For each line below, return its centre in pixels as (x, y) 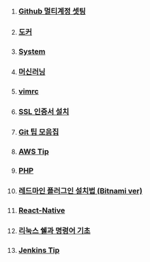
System (32, 51)
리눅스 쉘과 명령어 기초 (54, 231)
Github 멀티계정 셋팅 (52, 11)
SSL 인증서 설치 (44, 111)
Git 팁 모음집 (39, 132)
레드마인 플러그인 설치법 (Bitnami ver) (80, 191)
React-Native (42, 210)
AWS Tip (33, 152)
